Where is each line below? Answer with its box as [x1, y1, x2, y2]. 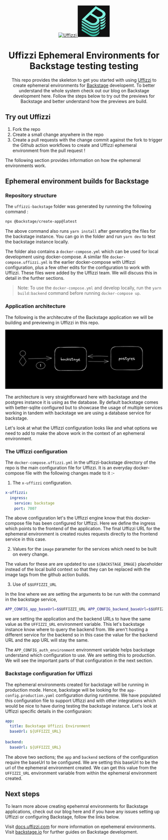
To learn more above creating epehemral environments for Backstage [5, 803, 148, 809]
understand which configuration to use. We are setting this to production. [5, 652, 156, 658]
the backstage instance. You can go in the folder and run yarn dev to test [5, 234, 155, 240]
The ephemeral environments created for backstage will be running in [5, 682, 149, 688]
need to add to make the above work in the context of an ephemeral [5, 430, 145, 436]
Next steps [5, 790, 40, 798]
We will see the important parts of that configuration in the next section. [5, 657, 153, 663]
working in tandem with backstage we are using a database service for [5, 410, 151, 416]
